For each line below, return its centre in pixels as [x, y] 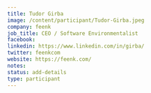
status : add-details [37, 72]
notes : [17, 66]
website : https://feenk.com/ [49, 59]
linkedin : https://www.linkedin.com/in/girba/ [76, 46]
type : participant [34, 79]
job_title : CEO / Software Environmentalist [73, 33]
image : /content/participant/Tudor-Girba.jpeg [76, 20]
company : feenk [29, 27]
